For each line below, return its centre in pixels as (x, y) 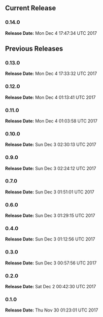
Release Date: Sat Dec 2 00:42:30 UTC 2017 (51, 287)
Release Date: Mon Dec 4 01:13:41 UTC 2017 (51, 97)
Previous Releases (34, 49)
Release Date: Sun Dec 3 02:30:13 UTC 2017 (51, 145)
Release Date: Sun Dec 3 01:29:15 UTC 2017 (50, 216)
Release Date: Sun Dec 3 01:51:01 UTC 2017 (50, 192)
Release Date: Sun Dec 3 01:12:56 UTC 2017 (50, 239)
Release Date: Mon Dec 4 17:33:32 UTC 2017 (51, 73)
